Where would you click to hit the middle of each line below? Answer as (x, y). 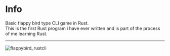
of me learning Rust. (26, 33)
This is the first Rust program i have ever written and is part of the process (83, 28)
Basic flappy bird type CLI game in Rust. (47, 23)
